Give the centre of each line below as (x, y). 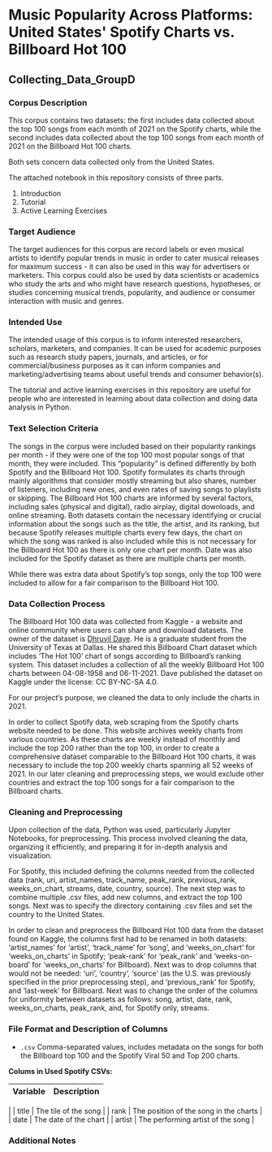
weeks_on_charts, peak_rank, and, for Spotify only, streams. (109, 1008)
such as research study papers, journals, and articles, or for (108, 357)
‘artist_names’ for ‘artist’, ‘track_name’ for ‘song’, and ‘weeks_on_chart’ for (132, 947)
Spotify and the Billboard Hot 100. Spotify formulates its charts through (127, 472)
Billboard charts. (36, 791)
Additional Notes (42, 1141)
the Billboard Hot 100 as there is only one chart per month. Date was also (131, 549)
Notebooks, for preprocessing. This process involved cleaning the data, (128, 838)
